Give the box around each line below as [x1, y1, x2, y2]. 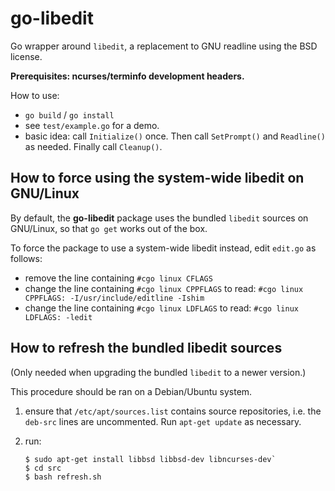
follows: [10, 252, 43, 264]
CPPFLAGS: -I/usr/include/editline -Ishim [24, 293, 205, 303]
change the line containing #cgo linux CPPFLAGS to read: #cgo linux [24, 282, 304, 294]
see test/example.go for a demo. [24, 119, 160, 131]
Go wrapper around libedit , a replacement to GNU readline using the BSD [10, 40, 318, 52]
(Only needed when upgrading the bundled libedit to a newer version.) [10, 366, 307, 378]
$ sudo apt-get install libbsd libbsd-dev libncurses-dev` [24, 454, 277, 464]
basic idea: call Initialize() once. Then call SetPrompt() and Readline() [24, 130, 326, 142]
